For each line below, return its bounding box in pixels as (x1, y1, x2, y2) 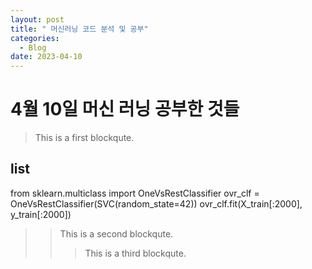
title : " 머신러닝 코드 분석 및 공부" (10, 24, 149, 34)
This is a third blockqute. (84, 247, 187, 259)
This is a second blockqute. (59, 227, 174, 240)
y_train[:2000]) (10, 208, 72, 220)
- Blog (19, 42, 47, 53)
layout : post (10, 14, 65, 25)
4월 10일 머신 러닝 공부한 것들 (10, 98, 240, 121)
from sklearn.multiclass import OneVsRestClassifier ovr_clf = (10, 187, 260, 199)
